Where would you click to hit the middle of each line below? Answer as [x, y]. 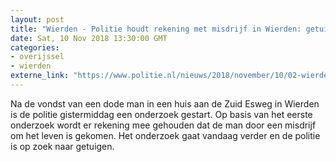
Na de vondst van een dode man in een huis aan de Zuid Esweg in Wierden [165, 103]
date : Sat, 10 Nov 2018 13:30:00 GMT [89, 38]
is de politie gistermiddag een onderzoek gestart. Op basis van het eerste [161, 114]
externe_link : [40, 76]
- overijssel [37, 57]
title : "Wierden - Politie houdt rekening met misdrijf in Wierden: [156, 29]
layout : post [37, 19]
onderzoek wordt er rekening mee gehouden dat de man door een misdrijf [163, 125]
